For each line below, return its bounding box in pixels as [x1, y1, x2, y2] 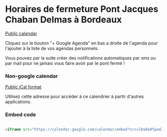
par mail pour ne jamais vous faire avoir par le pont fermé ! [5, 60, 125, 66]
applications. [5, 99, 31, 105]
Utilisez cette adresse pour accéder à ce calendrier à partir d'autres [5, 93, 144, 100]
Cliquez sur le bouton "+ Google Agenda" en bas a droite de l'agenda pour [5, 40, 158, 46]
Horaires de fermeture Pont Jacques [5, 3, 159, 15]
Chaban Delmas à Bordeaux [5, 14, 122, 25]
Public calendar [5, 30, 37, 36]
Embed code [5, 111, 36, 118]
